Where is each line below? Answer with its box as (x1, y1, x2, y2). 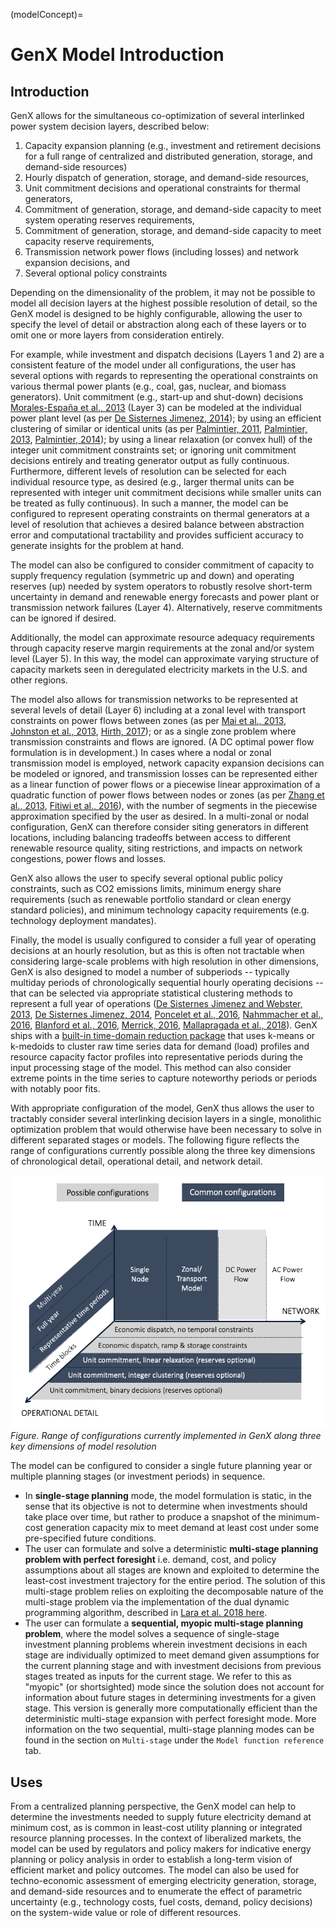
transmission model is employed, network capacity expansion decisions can (10, 757, 325, 769)
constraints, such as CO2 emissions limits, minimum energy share (10, 883, 282, 894)
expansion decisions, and (24, 257, 131, 268)
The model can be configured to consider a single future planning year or (10, 1460, 313, 1472)
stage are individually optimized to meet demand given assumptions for (24, 1649, 320, 1661)
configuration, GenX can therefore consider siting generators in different (10, 821, 309, 833)
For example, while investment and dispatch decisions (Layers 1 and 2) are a (10, 349, 325, 360)
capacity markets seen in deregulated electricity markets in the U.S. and (10, 664, 308, 675)
